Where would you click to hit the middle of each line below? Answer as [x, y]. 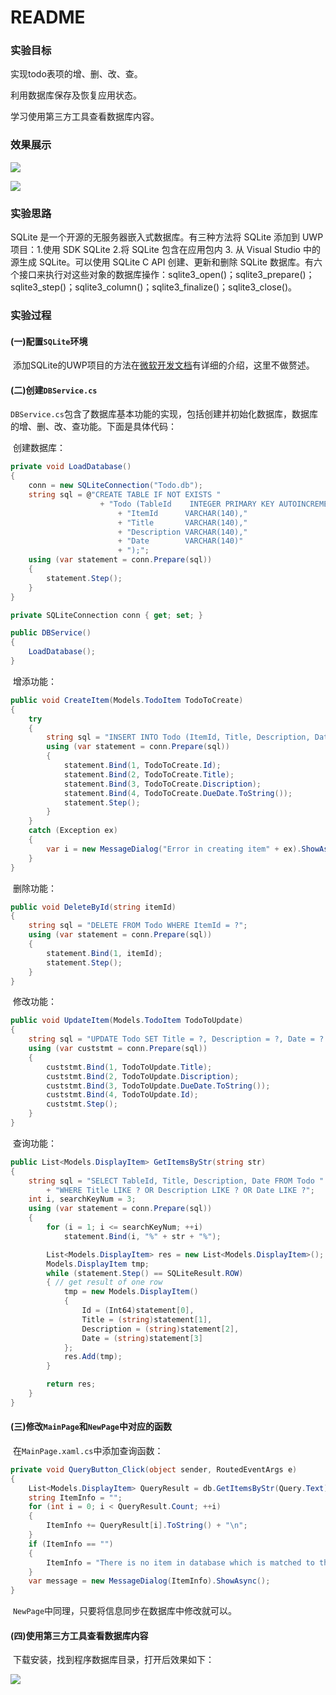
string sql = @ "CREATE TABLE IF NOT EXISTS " [125, 495]
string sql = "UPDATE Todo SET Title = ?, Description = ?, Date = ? [176, 1039]
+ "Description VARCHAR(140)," [182, 532]
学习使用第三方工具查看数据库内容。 [85, 117]
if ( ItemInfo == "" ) [71, 1544]
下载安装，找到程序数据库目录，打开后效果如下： [113, 1660]
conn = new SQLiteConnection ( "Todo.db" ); [115, 486]
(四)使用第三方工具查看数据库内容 [79, 1635]
